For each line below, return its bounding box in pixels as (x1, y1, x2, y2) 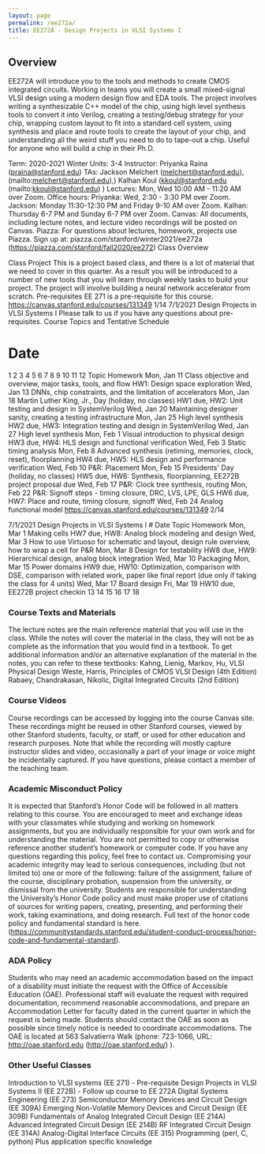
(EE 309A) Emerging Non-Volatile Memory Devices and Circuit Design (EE (8, 1103, 248, 1112)
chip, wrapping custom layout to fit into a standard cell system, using (8, 118, 233, 128)
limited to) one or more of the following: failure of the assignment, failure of (8, 868, 252, 878)
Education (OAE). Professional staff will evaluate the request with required (8, 990, 248, 999)
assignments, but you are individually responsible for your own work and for (8, 826, 256, 836)
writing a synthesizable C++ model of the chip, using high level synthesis (8, 102, 246, 111)
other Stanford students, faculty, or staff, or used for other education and (8, 730, 246, 739)
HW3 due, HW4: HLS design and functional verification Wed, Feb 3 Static (8, 438, 247, 447)
